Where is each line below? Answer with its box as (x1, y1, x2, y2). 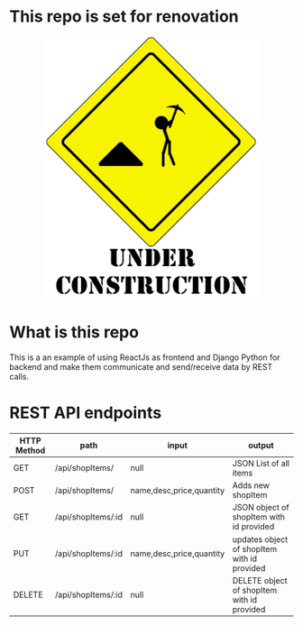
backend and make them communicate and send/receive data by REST (9, 362, 273, 373)
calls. (9, 372, 30, 382)
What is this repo (9, 322, 140, 343)
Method (14, 445, 46, 456)
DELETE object (232, 575, 288, 585)
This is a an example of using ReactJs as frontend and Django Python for (9, 352, 281, 363)
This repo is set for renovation (9, 6, 239, 27)
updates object (232, 534, 289, 545)
